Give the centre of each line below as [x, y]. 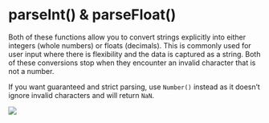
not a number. [31, 71]
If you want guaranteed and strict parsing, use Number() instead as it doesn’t [134, 87]
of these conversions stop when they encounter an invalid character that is [132, 63]
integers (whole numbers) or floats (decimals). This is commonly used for [130, 45]
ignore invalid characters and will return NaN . [82, 95]
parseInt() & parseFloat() [92, 15]
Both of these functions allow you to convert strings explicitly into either [127, 37]
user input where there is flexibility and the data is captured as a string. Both [134, 54]
